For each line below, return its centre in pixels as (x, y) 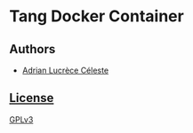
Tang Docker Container (96, 16)
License (32, 98)
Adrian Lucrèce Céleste (65, 70)
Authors (32, 49)
